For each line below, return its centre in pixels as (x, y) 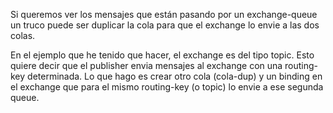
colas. (23, 35)
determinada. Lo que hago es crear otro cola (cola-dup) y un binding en (175, 76)
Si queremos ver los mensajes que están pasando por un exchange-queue (164, 14)
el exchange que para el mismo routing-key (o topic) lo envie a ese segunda (167, 87)
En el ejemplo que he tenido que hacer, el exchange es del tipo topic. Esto (162, 55)
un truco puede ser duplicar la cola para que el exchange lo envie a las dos (165, 25)
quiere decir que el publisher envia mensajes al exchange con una (146, 65)
